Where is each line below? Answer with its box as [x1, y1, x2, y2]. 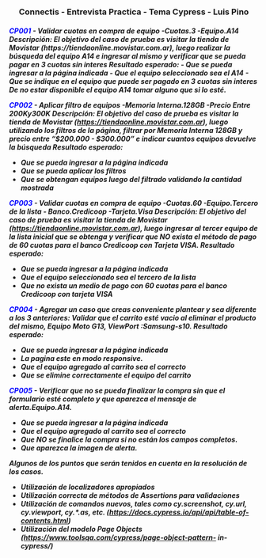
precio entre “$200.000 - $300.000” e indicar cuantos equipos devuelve [9, 134, 256, 143]
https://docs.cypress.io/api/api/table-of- [108, 507, 249, 517]
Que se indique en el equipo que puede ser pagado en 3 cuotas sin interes [9, 76, 258, 85]
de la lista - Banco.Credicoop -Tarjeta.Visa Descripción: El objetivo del [9, 207, 247, 216]
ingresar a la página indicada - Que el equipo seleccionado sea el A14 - [9, 68, 249, 78]
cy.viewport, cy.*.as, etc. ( [20, 507, 110, 517]
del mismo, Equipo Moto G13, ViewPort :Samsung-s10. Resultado [9, 321, 228, 331]
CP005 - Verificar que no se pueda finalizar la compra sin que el [9, 385, 226, 395]
